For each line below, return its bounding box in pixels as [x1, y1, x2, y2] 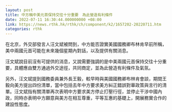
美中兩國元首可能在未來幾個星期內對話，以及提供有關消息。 [5, 48, 131, 54]
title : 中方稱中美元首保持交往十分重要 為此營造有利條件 [5, 12, 113, 17]
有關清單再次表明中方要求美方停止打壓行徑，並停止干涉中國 [32, 88, 158, 95]
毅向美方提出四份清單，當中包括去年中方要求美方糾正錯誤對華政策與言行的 [5, 82, 162, 88]
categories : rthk [5, 27, 42, 32]
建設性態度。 [5, 101, 32, 107]
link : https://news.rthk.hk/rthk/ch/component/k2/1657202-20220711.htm [5, 21, 161, 27]
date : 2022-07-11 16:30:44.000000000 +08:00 [5, 17, 102, 22]
